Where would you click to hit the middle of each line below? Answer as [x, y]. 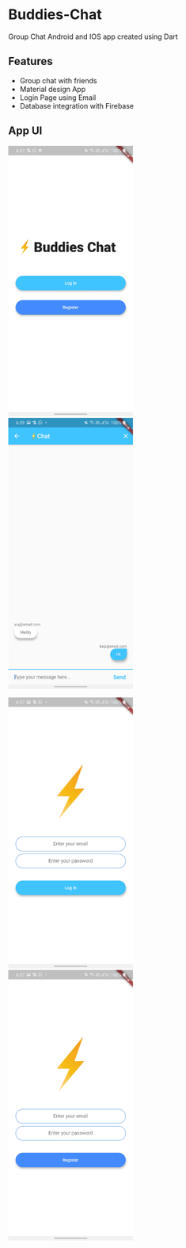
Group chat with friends [58, 80]
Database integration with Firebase [77, 105]
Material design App [53, 89]
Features [30, 61]
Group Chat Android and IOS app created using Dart [93, 36]
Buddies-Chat [55, 15]
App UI [25, 131]
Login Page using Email [58, 98]
